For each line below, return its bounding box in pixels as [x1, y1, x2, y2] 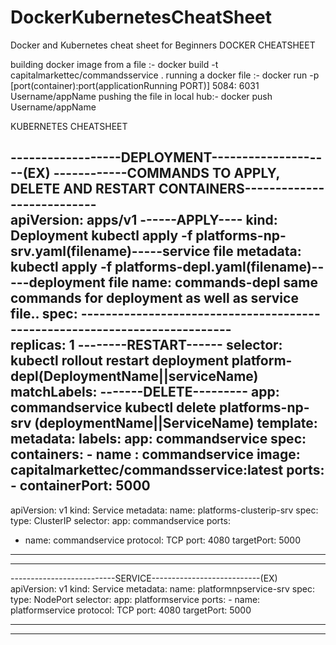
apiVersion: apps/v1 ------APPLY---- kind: [10, 212, 278, 229]
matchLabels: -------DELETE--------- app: [10, 384, 280, 401]
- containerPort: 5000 [10, 477, 151, 495]
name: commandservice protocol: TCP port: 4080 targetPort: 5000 [24, 534, 301, 546]
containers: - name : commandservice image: [10, 446, 301, 463]
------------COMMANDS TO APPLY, [53, 165, 280, 182]
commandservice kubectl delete [10, 399, 217, 416]
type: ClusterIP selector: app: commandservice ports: [10, 514, 231, 526]
